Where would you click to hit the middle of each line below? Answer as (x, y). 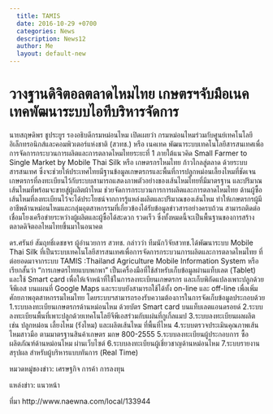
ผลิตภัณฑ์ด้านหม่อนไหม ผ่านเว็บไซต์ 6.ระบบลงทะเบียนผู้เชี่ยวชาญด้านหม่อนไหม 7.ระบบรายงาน (134, 343)
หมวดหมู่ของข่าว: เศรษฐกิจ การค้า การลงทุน (67, 368)
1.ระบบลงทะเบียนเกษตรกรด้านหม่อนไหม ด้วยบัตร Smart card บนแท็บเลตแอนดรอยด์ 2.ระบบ (136, 307)
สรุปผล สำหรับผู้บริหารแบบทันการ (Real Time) (74, 352)
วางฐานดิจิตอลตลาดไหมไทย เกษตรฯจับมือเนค (130, 94)
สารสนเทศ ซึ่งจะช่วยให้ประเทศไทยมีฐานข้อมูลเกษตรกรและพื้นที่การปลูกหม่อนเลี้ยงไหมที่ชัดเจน (133, 171)
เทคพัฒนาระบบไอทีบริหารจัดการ (94, 112)
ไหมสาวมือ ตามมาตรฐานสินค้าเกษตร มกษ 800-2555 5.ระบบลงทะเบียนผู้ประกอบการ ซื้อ (129, 333)
